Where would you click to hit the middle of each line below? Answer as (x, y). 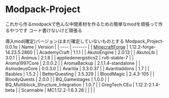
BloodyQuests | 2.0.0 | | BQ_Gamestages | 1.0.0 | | (57, 79)
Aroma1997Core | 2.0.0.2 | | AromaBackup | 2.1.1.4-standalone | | (73, 63)
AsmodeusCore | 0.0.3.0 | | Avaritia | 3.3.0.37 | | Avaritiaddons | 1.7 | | (77, 68)
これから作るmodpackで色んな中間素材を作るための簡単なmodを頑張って (82, 24)
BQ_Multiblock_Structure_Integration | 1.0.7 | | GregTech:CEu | (70, 84)
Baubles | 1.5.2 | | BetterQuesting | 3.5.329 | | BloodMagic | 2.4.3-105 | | (80, 74)
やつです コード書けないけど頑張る (46, 30)
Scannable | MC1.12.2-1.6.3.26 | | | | (58, 90)
